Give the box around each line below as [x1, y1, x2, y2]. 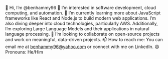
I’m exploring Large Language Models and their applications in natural [5, 26, 149, 32]
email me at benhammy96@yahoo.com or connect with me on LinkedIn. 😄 [5, 44, 159, 50]
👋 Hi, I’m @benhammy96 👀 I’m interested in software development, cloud [5, 5, 156, 10]
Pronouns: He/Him [5, 49, 44, 55]
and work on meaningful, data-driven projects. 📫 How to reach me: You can [5, 37, 163, 42]
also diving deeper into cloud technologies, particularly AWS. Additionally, [5, 20, 158, 26]
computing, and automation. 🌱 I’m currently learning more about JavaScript [5, 10, 161, 16]
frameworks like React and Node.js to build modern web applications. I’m [5, 15, 156, 21]
